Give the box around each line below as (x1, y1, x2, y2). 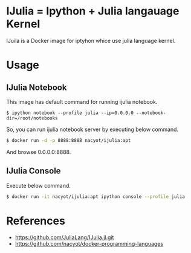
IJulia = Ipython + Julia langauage (6, 4, 180, 18)
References (6, 214, 65, 228)
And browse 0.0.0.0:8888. (6, 148, 71, 155)
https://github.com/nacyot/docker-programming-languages (15, 240, 164, 248)
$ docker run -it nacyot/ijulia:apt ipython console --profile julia (6, 193, 186, 200)
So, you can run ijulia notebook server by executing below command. (6, 126, 179, 133)
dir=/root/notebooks (6, 115, 59, 121)
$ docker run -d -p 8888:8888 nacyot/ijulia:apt (6, 137, 131, 143)
